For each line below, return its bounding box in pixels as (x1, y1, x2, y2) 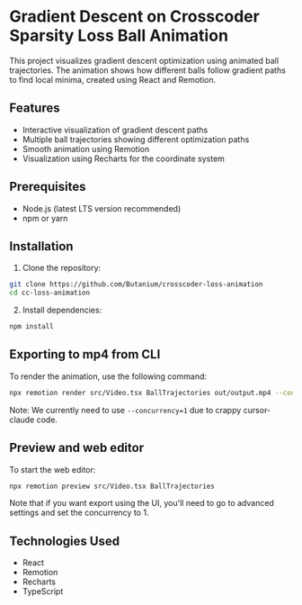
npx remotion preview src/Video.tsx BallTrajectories (9, 482, 216, 491)
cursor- (243, 404, 271, 415)
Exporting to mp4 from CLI (9, 347, 161, 362)
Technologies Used (9, 533, 120, 548)
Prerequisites (9, 179, 86, 194)
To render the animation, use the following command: (9, 371, 208, 382)
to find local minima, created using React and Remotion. (9, 74, 217, 85)
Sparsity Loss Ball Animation (9, 25, 229, 46)
